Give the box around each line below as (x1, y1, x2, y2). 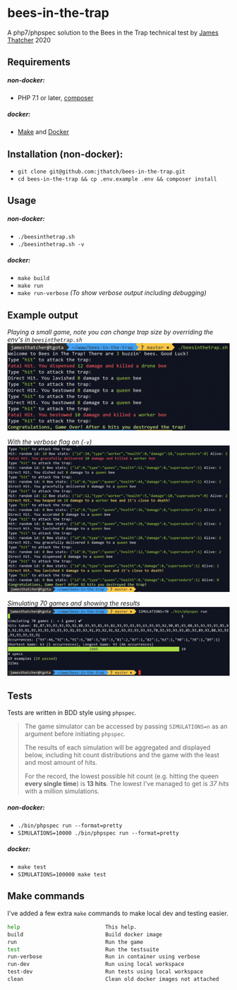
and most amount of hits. (24, 759, 97, 767)
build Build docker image (7, 931, 162, 938)
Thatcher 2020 (7, 35, 51, 44)
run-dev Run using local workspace (7, 961, 185, 968)
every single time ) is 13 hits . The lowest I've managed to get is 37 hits (24, 780, 229, 788)
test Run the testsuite (7, 946, 159, 953)
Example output (7, 309, 79, 321)
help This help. (7, 923, 138, 931)
